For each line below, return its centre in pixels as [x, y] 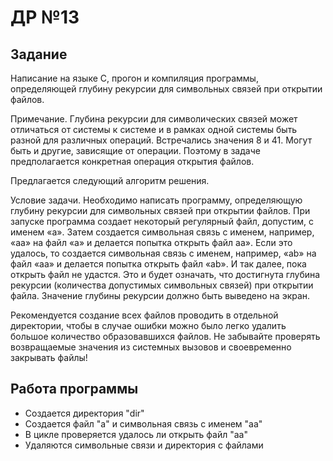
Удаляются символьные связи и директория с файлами [144, 445]
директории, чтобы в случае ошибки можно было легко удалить [148, 325]
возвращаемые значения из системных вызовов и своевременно [151, 347]
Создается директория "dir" [84, 413]
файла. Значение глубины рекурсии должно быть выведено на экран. [160, 295]
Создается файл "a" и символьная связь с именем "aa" [143, 423]
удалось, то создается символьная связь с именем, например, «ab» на [163, 253]
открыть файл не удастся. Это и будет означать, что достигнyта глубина [165, 274]
